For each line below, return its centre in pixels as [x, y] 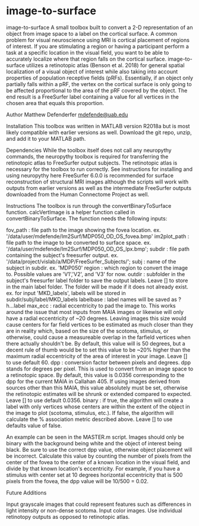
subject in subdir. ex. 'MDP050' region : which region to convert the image [97, 268]
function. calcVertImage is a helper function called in [71, 212]
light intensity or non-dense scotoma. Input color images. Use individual [94, 510]
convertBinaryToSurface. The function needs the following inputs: [87, 218]
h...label [16, 305]
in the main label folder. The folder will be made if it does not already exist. [97, 287]
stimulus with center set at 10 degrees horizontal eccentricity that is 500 [94, 475]
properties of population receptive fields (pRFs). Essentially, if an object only [100, 78]
